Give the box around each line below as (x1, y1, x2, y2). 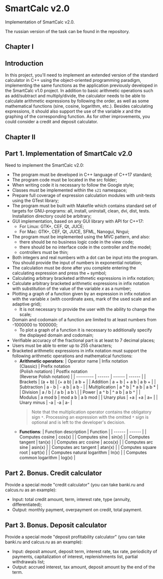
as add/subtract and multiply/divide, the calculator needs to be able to (5, 93, 146, 99)
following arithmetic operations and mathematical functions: (12, 353, 133, 359)
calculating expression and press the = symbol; (12, 270, 107, 276)
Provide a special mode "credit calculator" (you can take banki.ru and (5, 482, 145, 488)
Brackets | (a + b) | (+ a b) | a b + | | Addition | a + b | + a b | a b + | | (19, 379, 156, 385)
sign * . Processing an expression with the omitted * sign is (31, 414, 149, 420)
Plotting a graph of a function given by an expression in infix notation (12, 291, 151, 297)
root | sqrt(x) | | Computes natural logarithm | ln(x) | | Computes (19, 449, 147, 456)
